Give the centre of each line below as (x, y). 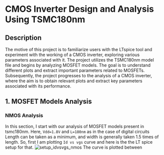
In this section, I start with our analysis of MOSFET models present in (75, 126)
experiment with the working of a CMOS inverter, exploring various (72, 55)
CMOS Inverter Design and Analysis (80, 9)
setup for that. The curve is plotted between (74, 147)
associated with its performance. (38, 86)
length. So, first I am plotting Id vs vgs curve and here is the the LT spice (79, 142)
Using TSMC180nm (45, 19)
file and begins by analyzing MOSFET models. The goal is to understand (78, 65)
